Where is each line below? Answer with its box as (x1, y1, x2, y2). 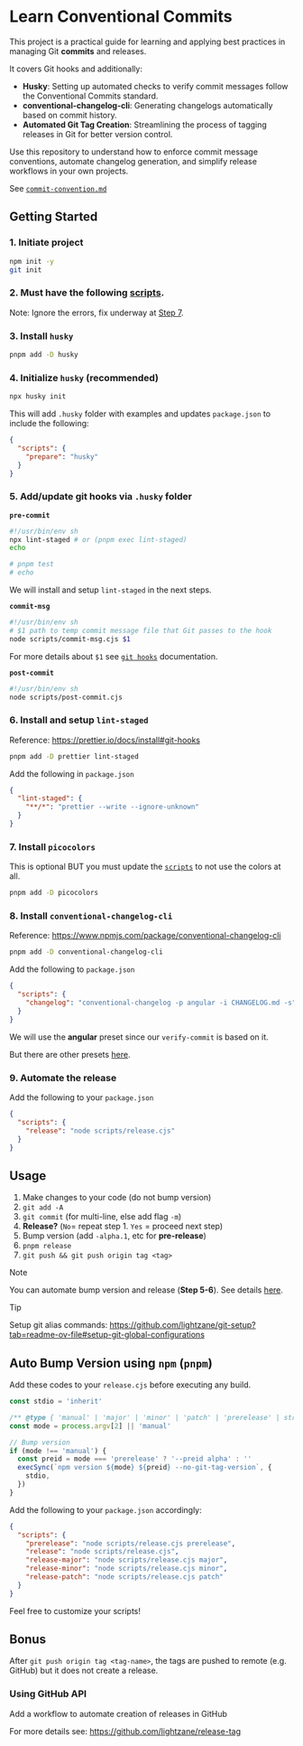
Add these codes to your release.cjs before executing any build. (9, 1379, 252, 1390)
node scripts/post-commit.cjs (9, 693, 124, 702)
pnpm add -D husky (9, 350, 78, 359)
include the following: (9, 418, 89, 429)
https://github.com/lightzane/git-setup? (109, 1320, 256, 1331)
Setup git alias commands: (9, 1320, 108, 1331)
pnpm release (22, 1242, 72, 1251)
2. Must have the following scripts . (9, 286, 165, 299)
